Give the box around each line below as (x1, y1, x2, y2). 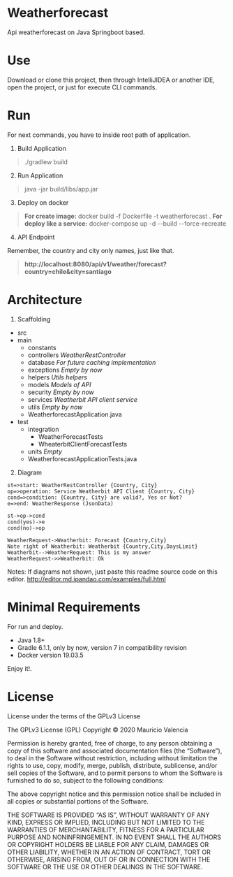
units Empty (27, 447, 63, 456)
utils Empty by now (27, 403, 83, 411)
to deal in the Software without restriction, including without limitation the (7, 753, 218, 762)
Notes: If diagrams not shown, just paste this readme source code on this (7, 567, 218, 576)
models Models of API (27, 380, 92, 389)
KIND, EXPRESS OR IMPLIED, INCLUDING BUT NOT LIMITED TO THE (7, 818, 205, 826)
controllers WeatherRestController (27, 351, 126, 359)
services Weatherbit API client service (27, 395, 138, 403)
